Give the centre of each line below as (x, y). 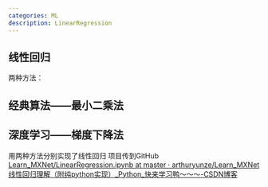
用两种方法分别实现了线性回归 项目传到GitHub (84, 155)
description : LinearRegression (60, 23)
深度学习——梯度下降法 (66, 135)
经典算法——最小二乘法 (66, 105)
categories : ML (33, 16)
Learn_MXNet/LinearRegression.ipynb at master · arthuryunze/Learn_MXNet (134, 165)
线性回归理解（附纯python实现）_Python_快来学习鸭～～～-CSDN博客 (123, 174)
